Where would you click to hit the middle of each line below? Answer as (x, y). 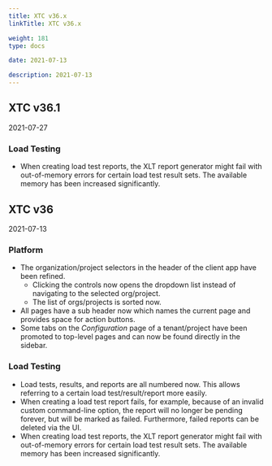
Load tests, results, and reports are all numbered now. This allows (130, 384)
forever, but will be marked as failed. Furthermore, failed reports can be (140, 419)
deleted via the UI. (51, 427)
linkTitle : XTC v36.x (45, 24)
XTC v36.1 (35, 108)
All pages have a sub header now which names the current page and (135, 311)
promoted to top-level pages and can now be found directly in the (130, 337)
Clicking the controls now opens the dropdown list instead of (134, 285)
